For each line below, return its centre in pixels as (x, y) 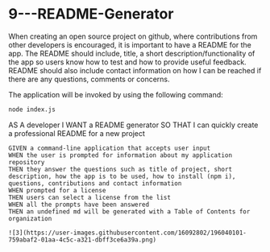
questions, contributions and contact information (95, 183)
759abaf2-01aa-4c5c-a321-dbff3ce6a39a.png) (83, 240)
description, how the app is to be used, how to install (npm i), (122, 176)
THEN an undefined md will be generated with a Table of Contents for (129, 211)
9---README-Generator (91, 14)
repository (27, 162)
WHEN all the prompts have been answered (79, 204)
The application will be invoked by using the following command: (116, 94)
